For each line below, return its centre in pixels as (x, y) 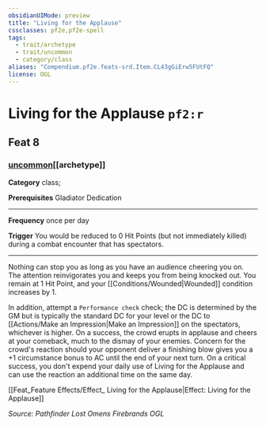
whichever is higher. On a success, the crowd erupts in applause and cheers (133, 332)
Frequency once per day (49, 220)
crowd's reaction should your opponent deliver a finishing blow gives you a (131, 349)
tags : (17, 38)
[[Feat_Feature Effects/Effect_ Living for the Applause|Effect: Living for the (129, 390)
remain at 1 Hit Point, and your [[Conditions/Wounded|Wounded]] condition (131, 283)
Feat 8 (24, 143)
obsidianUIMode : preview (49, 15)
